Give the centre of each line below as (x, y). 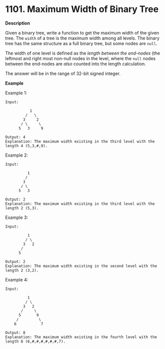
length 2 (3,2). (22, 270)
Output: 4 (15, 137)
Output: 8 (15, 332)
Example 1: (16, 93)
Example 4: (17, 279)
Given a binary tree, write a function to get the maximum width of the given (82, 33)
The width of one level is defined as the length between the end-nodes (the (83, 53)
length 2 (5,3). (22, 208)
